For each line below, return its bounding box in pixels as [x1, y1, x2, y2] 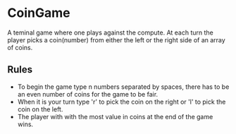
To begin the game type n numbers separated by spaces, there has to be [17, 83, 230, 91]
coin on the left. [17, 104, 63, 114]
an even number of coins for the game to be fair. [17, 90, 159, 98]
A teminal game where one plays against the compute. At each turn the [7, 28, 213, 37]
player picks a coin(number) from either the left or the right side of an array [7, 35, 225, 44]
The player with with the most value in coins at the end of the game [17, 112, 213, 121]
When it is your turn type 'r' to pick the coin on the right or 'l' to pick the [17, 97, 226, 106]
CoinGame [7, 5, 70, 21]
